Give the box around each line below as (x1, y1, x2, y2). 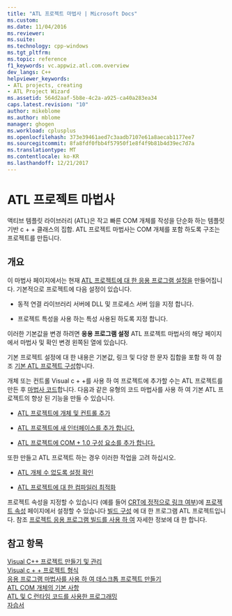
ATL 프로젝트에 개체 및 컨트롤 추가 (17, 409, 111, 417)
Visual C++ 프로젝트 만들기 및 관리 (7, 557, 102, 566)
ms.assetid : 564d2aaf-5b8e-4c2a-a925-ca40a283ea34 (7, 95, 157, 102)
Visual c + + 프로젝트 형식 (7, 566, 79, 575)
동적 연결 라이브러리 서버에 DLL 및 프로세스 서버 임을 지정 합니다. (17, 300, 194, 308)
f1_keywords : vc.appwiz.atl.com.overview (7, 62, 130, 69)
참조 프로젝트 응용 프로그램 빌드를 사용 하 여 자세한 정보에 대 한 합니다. (16, 515, 208, 524)
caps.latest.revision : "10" (7, 101, 89, 108)
